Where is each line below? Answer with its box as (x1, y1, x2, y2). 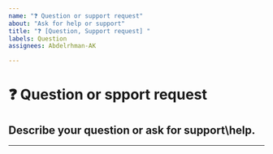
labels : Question (8, 34, 67, 43)
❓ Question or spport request (8, 86, 208, 104)
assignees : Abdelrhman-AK (8, 42, 96, 50)
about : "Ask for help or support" (8, 19, 126, 28)
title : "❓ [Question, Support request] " (8, 27, 151, 35)
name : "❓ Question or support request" (8, 11, 144, 20)
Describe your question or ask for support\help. (8, 123, 256, 137)
